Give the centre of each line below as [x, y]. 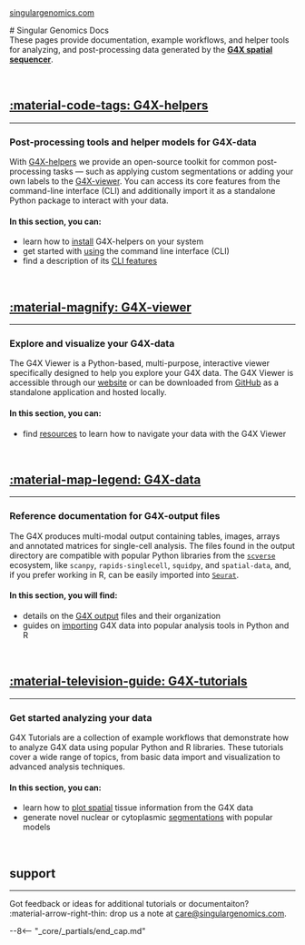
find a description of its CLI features [89, 261]
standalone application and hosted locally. [88, 392]
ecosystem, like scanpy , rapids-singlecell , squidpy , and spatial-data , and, [151, 564]
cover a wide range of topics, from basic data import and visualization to [145, 757]
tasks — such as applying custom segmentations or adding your [173, 172]
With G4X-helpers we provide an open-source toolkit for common [133, 162]
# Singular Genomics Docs [59, 30]
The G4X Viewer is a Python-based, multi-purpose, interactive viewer [140, 363]
